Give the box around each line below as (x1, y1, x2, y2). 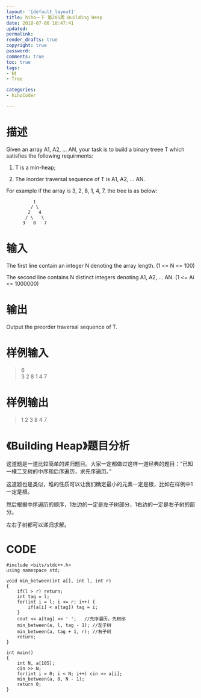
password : (6, 48, 31, 54)
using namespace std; (6, 567, 61, 573)
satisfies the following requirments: (6, 152, 93, 159)
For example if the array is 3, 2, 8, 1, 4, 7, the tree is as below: (6, 187, 158, 194)
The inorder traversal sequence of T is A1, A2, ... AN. (14, 175, 146, 182)
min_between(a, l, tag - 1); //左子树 (17, 622, 112, 629)
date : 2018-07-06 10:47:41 (6, 20, 74, 26)
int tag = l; (17, 594, 50, 600)
